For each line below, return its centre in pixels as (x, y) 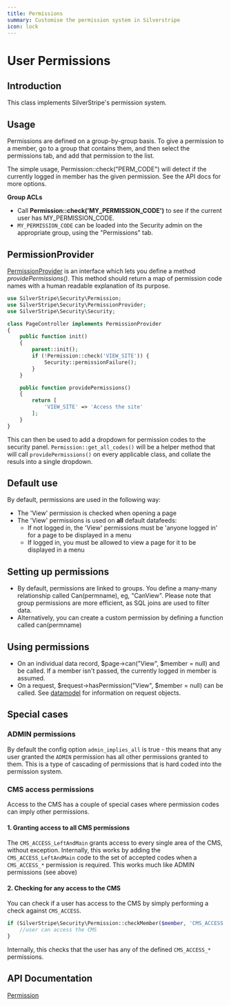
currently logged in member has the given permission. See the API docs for (114, 176)
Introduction (34, 86)
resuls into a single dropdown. (50, 461)
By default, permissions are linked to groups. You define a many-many (117, 588)
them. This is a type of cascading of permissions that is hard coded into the (114, 764)
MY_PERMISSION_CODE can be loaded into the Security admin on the (110, 225)
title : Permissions (35, 13)
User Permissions (59, 60)
